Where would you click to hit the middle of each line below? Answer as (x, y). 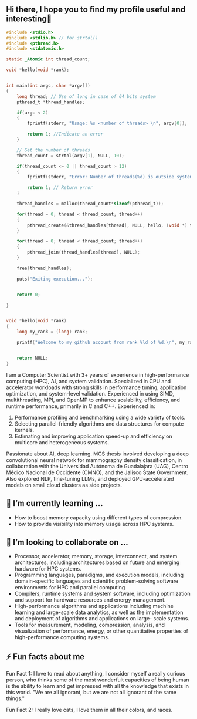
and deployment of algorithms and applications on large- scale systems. (102, 619)
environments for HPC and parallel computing (70, 588)
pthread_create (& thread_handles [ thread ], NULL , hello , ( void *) (107, 225)
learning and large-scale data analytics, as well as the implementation (99, 612)
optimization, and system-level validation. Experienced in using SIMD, (90, 393)
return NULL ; (33, 358)
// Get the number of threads (54, 150)
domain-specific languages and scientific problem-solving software (96, 581)
